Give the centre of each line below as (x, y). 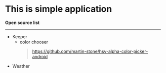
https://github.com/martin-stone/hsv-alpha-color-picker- (90, 51)
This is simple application (59, 9)
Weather (21, 66)
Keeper (20, 36)
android (40, 56)
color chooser (34, 42)
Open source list (22, 23)
